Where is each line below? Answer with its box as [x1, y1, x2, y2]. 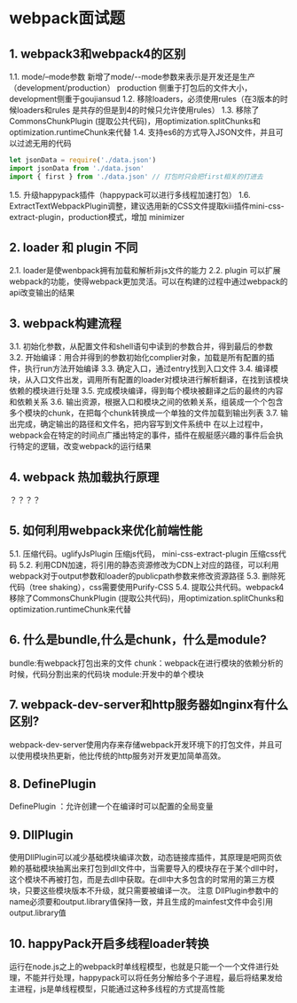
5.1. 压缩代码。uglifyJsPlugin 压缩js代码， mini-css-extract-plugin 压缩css [9, 548, 279, 559]
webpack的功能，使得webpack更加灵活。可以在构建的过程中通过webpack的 [9, 276, 288, 287]
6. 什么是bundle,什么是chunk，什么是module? [9, 632, 268, 648]
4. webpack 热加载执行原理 [9, 470, 160, 485]
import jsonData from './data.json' [9, 163, 145, 173]
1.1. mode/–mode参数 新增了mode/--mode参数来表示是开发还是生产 [9, 72, 255, 82]
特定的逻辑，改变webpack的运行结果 [16, 441, 152, 452]
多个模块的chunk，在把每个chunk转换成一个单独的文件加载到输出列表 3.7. [9, 407, 279, 418]
